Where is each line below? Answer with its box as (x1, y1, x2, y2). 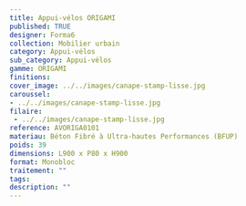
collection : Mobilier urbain (9, 38, 120, 48)
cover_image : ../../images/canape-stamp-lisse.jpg (9, 81, 206, 90)
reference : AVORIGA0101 (9, 124, 100, 133)
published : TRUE (9, 22, 71, 31)
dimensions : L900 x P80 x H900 (9, 149, 128, 158)
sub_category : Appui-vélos (9, 56, 112, 65)
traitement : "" (9, 166, 67, 175)
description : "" (9, 183, 71, 192)
